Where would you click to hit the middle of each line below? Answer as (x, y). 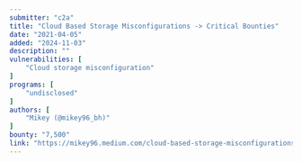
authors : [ (30, 110)
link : (19, 143)
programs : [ (31, 85)
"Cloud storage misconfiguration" (90, 68)
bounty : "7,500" (40, 135)
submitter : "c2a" (42, 18)
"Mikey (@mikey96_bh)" (68, 118)
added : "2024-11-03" (48, 43)
